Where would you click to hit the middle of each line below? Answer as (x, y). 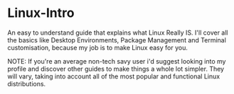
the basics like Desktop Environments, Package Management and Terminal (117, 40)
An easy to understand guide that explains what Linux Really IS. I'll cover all (118, 33)
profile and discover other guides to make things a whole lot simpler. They (116, 69)
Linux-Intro (41, 13)
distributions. (27, 83)
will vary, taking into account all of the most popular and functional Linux (114, 76)
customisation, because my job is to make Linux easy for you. (98, 47)
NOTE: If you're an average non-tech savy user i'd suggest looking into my (117, 61)
